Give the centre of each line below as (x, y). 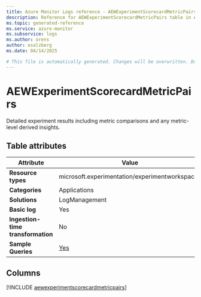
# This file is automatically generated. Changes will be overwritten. (97, 61)
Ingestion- (25, 220)
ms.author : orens (28, 40)
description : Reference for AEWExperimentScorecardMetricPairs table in (99, 17)
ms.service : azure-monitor (40, 28)
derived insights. (39, 127)
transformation (31, 235)
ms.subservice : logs (32, 34)
